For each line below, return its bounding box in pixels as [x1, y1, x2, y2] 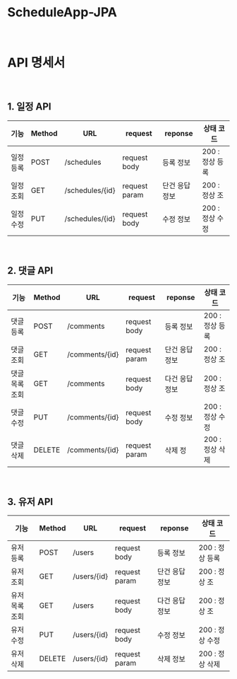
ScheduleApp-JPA [7, 4, 118, 21]
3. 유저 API [7, 496, 54, 508]
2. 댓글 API [7, 265, 54, 277]
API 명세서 [7, 54, 66, 71]
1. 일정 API [7, 100, 51, 113]
